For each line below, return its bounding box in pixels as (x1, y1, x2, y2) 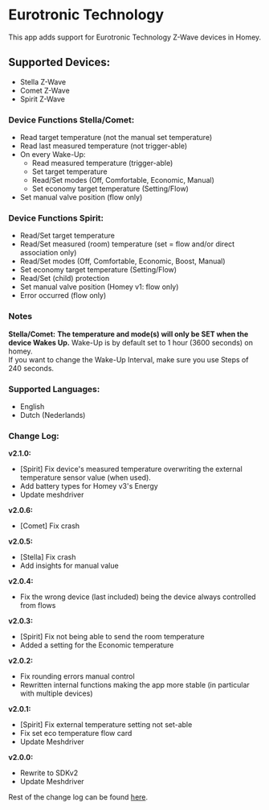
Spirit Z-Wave (19, 94, 66, 104)
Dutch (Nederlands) (19, 410, 86, 419)
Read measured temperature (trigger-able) (31, 159, 173, 168)
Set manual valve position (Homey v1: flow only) (19, 282, 179, 291)
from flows (19, 601, 56, 610)
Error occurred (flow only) (19, 291, 107, 300)
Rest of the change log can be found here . (8, 792, 149, 802)
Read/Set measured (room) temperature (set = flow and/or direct (19, 239, 235, 249)
